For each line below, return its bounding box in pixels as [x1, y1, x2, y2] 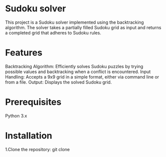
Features [5, 47, 43, 58]
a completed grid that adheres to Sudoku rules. [5, 30, 102, 36]
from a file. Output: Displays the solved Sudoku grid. [5, 79, 112, 85]
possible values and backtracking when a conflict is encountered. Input [5, 69, 151, 75]
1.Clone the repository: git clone [5, 146, 70, 152]
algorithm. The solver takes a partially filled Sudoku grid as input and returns [5, 24, 162, 30]
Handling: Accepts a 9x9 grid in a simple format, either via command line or [5, 74, 160, 79]
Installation [5, 130, 53, 141]
